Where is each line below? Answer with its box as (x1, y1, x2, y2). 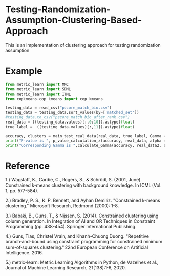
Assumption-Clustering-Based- (5, 14, 142, 26)
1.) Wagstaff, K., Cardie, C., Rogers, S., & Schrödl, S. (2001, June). (5, 177, 142, 183)
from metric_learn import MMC (5, 82, 69, 87)
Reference (5, 160, 50, 171)
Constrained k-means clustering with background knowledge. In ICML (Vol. (5, 182, 162, 189)
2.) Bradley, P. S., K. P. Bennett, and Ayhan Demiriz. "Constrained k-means (5, 197, 160, 204)
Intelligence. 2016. (5, 250, 44, 256)
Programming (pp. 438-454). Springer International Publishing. (5, 224, 137, 230)
